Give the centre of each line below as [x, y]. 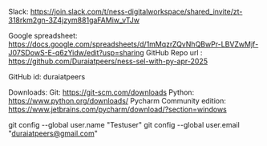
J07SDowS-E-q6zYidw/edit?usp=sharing [76, 53]
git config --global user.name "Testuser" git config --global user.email [124, 125]
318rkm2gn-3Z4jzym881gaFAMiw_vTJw [74, 20]
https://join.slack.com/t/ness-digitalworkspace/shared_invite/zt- [136, 12]
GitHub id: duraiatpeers [47, 77]
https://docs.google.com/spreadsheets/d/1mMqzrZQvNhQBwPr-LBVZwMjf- [133, 44]
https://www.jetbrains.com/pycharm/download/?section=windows [117, 109]
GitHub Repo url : [174, 53]
